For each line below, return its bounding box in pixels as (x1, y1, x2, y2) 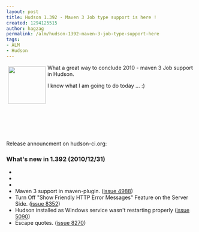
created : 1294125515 (6, 20, 58, 26)
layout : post (6, 8, 39, 15)
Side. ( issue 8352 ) (14, 200, 61, 207)
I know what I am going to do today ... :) (47, 82, 145, 89)
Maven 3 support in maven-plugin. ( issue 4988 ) (14, 188, 134, 195)
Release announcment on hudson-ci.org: (6, 140, 107, 147)
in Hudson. (47, 70, 74, 78)
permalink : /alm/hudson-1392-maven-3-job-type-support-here (6, 31, 160, 37)
